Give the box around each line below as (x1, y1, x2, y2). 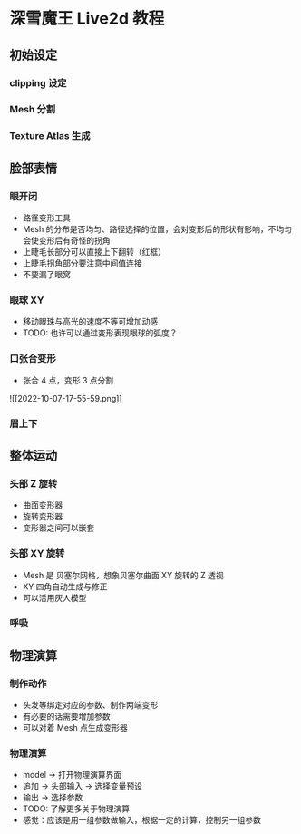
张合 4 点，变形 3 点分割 (22, 374, 114, 385)
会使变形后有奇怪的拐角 (22, 235, 111, 246)
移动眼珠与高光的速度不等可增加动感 (22, 316, 159, 327)
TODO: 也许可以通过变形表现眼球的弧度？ (22, 327, 178, 338)
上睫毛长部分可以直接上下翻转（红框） (22, 247, 166, 257)
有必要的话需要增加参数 (22, 711, 111, 722)
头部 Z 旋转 (9, 477, 58, 490)
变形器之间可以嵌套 (22, 522, 95, 533)
